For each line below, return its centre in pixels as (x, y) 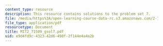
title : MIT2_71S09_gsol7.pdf (34, 32)
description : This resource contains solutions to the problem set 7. (78, 14)
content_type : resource (29, 9)
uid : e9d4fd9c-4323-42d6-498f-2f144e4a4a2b (50, 36)
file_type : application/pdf (33, 23)
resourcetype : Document (29, 27)
